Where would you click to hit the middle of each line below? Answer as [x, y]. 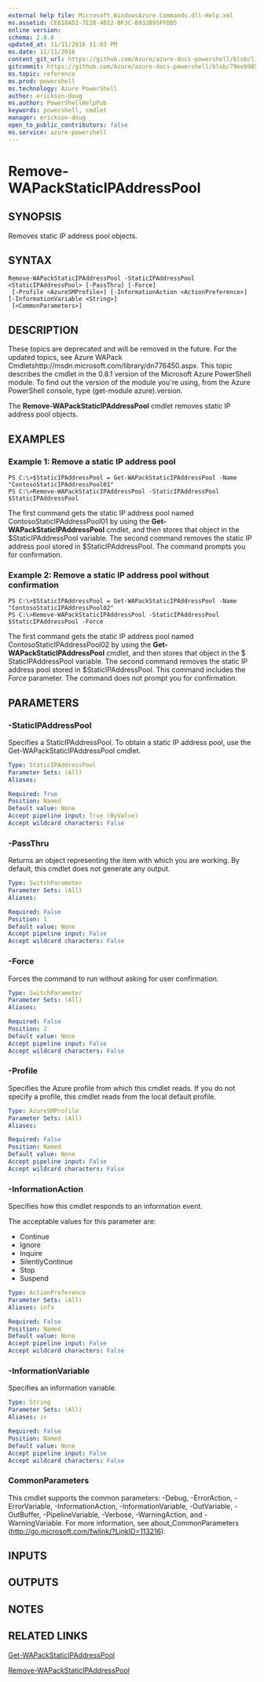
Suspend [34, 1279]
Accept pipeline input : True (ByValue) [73, 816]
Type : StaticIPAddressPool [52, 765]
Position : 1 [27, 919]
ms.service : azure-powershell [58, 132]
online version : [35, 30]
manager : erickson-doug [47, 118]
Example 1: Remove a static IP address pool [92, 461]
